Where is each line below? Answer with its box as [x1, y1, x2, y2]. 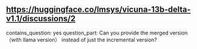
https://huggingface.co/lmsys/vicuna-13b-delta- [6, 5, 191, 15]
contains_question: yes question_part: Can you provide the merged [6, 29, 169, 36]
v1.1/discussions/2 [6, 14, 76, 24]
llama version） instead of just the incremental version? [22, 36, 157, 43]
